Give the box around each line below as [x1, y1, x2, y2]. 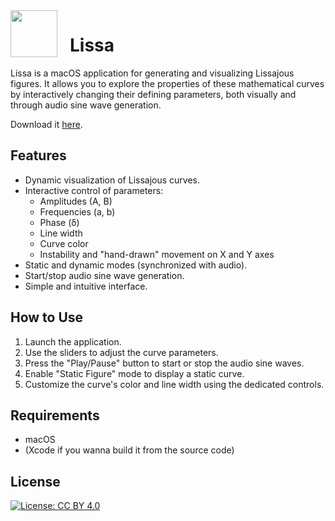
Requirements [10, 407, 100, 424]
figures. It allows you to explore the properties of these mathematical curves [10, 77, 325, 89]
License [10, 473, 61, 490]
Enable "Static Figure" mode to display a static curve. [24, 367, 245, 379]
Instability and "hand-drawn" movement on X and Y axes [39, 248, 275, 260]
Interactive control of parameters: [24, 184, 164, 196]
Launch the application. [24, 335, 122, 348]
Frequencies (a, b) [39, 205, 116, 218]
